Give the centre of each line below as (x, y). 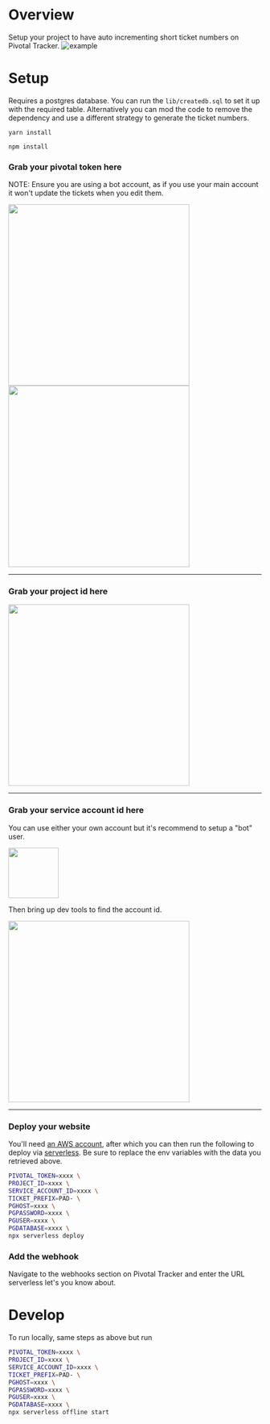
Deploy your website (49, 1126)
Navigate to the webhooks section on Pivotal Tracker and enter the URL (127, 1274)
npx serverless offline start (59, 1413)
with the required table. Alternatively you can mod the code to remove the (131, 109)
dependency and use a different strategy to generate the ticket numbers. (129, 118)
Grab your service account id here (76, 810)
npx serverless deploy (46, 1236)
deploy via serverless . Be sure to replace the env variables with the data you (135, 1153)
